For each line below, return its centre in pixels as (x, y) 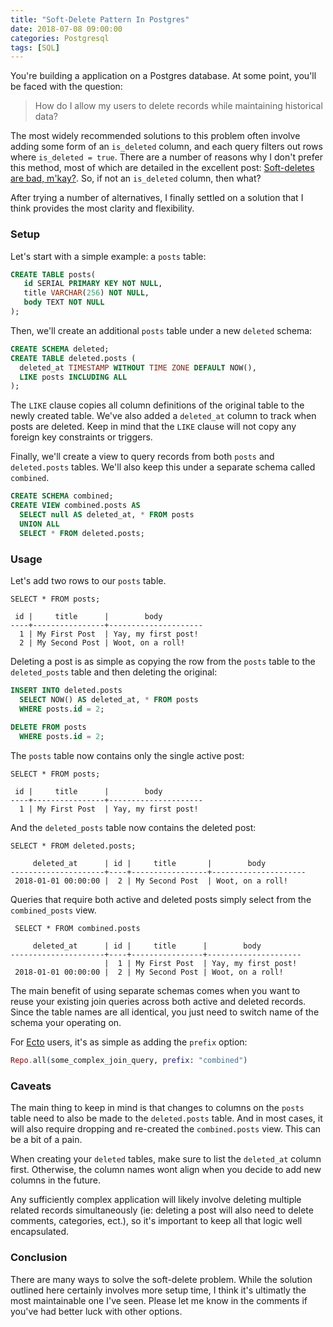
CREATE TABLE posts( (53, 274)
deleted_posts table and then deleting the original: (114, 672)
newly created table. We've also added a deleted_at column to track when (163, 416)
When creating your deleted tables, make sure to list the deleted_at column (166, 1159)
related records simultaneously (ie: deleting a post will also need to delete (162, 1210)
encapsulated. (40, 1232)
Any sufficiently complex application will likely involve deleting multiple (156, 1200)
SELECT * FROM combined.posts (77, 929)
